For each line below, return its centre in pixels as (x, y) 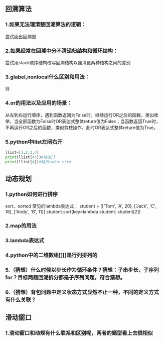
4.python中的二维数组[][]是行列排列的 (51, 255)
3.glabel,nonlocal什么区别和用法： (48, 77)
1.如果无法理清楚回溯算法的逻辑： (46, 25)
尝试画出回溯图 (21, 36)
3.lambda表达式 (25, 241)
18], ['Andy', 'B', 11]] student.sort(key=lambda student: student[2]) (73, 212)
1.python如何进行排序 (32, 194)
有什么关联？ (21, 299)
